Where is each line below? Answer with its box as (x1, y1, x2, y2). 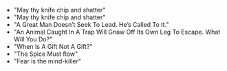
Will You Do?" (13, 35, 53, 43)
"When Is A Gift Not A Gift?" (13, 43, 93, 50)
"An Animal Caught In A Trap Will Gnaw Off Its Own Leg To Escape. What (13, 28, 221, 36)
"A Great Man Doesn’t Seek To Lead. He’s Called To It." (13, 21, 169, 28)
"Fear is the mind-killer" (13, 57, 81, 65)
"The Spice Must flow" (13, 50, 78, 58)
